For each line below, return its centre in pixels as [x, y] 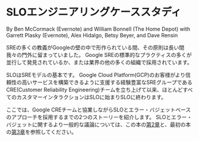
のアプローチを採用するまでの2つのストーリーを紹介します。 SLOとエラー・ [99, 117]
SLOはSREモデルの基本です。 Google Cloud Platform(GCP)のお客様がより [96, 75]
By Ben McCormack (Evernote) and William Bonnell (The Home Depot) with [98, 29]
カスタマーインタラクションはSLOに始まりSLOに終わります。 [91, 97]
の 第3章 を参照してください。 [42, 132]
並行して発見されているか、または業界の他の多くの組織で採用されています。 [99, 62]
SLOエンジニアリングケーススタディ [94, 12]
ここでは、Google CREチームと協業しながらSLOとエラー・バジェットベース [99, 110]
